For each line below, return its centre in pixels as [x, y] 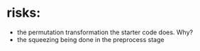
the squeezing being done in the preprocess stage [90, 39]
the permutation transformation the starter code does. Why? [105, 32]
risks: [24, 13]
